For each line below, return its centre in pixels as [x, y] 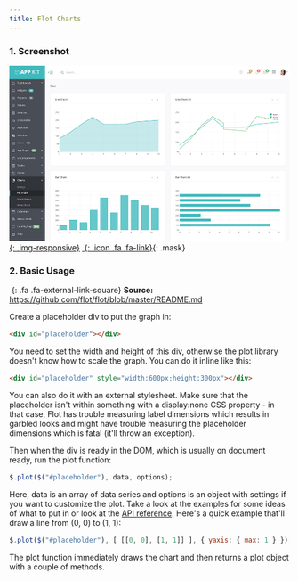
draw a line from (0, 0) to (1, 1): [65, 522]
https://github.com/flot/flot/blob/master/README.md [106, 299]
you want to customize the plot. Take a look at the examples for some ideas [148, 503]
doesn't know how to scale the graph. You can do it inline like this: [130, 361]
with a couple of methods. [57, 567]
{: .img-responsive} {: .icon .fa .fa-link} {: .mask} [97, 247]
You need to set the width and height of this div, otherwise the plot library [144, 351]
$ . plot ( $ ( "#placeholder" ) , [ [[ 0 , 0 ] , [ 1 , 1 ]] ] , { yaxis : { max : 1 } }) [149, 540]
